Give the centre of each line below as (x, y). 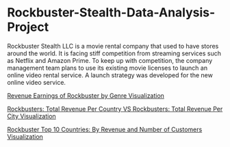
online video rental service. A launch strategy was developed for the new (110, 75)
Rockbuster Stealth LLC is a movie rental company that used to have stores (113, 46)
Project (28, 27)
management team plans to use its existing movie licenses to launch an (107, 68)
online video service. (37, 82)
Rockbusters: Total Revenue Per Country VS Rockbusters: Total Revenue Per (115, 109)
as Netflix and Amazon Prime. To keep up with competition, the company (110, 60)
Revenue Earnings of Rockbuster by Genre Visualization (86, 95)
